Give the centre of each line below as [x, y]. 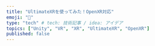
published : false [28, 34]
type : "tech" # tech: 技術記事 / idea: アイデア [65, 23]
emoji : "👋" [20, 17]
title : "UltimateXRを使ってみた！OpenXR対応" [60, 12]
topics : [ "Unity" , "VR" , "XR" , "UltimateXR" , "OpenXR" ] [78, 28]
